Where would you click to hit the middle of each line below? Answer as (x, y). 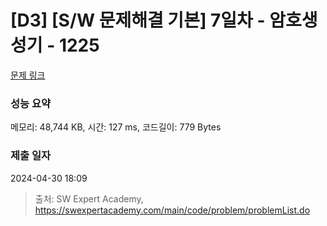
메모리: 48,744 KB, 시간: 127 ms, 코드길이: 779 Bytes (116, 127)
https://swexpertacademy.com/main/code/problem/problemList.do (172, 210)
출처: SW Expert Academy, (89, 198)
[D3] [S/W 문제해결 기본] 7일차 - (138, 20)
